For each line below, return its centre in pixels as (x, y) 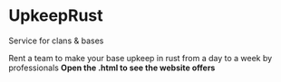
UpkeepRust (56, 16)
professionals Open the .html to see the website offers (112, 68)
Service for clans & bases (56, 41)
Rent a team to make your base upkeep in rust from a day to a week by (140, 58)
